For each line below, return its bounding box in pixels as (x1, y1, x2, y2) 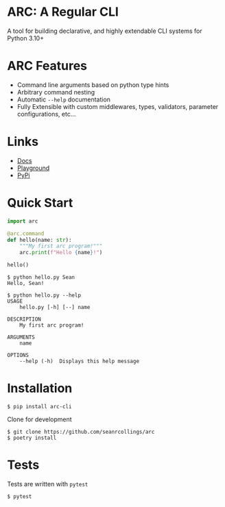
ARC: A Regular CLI (7, 4, 119, 20)
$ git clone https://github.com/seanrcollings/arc (7, 428, 155, 435)
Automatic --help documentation (16, 95, 111, 103)
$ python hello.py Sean (7, 274, 75, 281)
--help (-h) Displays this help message (19, 358, 139, 364)
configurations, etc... (16, 110, 76, 118)
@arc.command (7, 230, 45, 237)
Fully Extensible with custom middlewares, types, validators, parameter (16, 102, 219, 110)
